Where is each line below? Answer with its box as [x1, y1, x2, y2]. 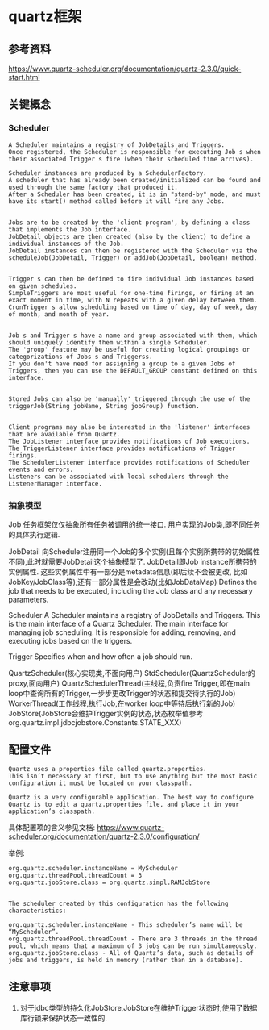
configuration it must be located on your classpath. [8, 779, 193, 787]
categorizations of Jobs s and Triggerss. [8, 352, 153, 361]
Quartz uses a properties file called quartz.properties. [8, 765, 207, 773]
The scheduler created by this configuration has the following [8, 899, 229, 907]
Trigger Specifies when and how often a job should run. [8, 651, 193, 661]
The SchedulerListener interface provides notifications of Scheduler [8, 458, 250, 466]
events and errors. [8, 465, 74, 473]
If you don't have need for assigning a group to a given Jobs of [8, 360, 236, 368]
